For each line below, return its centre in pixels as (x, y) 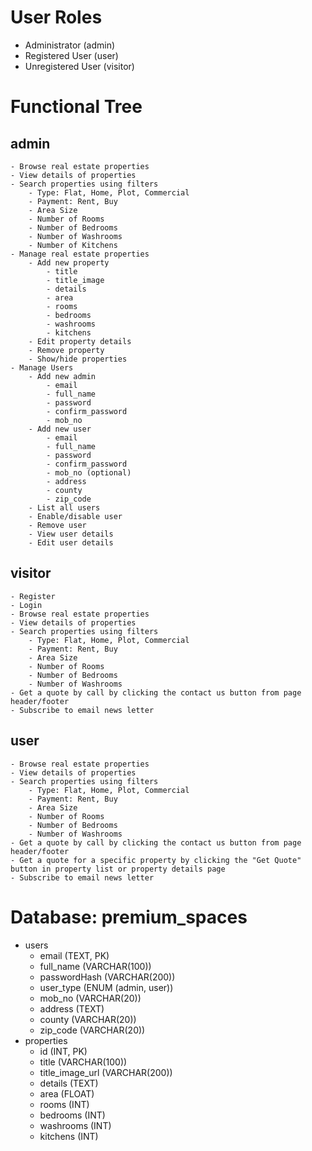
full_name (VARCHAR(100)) (95, 966)
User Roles (56, 17)
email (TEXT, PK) (74, 955)
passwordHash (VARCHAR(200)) (107, 977)
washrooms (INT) (75, 1125)
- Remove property (66, 350)
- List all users (64, 507)
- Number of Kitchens (73, 245)
